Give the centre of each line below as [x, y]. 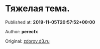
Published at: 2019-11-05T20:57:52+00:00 [50, 22]
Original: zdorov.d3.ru [27, 41]
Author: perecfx [22, 31]
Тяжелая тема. [38, 9]
